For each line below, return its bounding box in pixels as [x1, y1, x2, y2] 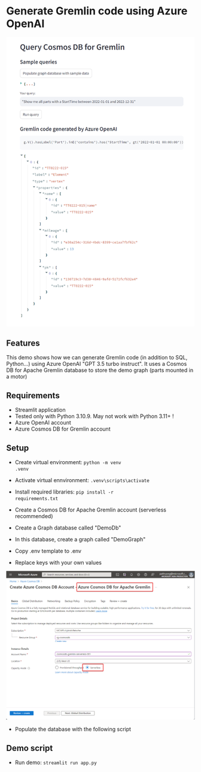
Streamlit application [14, 406, 66, 414]
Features [6, 338, 40, 348]
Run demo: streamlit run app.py [14, 759, 97, 766]
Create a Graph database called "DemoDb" [14, 524, 121, 531]
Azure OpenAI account [14, 419, 72, 426]
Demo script [6, 743, 53, 753]
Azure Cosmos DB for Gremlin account [14, 425, 111, 432]
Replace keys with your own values [14, 559, 102, 566]
